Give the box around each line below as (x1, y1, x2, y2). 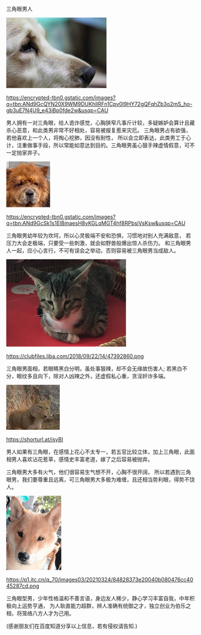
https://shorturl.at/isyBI (6, 436, 63, 443)
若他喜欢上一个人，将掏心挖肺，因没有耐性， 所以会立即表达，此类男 (6, 134, 175, 141)
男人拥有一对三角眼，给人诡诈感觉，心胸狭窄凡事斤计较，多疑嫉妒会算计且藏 (6, 119, 195, 126)
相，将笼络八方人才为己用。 (6, 610, 75, 616)
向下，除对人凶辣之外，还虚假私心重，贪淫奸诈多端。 (37, 372, 169, 380)
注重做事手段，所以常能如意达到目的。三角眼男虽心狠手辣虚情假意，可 (16, 142, 190, 149)
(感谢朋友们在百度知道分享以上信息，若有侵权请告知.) (6, 622, 138, 630)
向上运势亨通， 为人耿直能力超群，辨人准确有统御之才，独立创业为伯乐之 (11, 602, 191, 609)
